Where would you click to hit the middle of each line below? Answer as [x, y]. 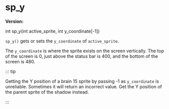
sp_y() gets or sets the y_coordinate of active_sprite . [62, 41]
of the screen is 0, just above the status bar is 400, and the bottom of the [82, 56]
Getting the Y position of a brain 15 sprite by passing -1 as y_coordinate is [82, 81]
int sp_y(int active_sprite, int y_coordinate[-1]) [53, 31]
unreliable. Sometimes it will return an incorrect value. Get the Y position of [84, 86]
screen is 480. [20, 61]
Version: [14, 21]
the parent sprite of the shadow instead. [47, 92]
